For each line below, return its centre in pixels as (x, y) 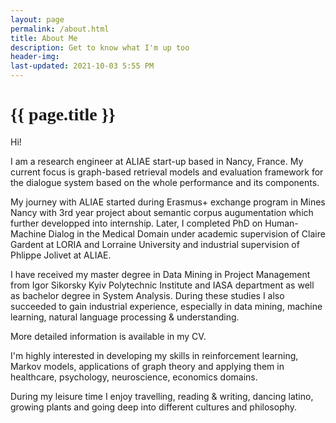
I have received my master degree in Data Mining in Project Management (160, 274)
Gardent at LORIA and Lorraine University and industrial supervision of (155, 244)
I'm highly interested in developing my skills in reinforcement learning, (154, 355)
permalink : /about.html (60, 29)
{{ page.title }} (63, 114)
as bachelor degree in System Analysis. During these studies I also (147, 295)
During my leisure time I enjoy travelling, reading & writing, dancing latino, (162, 396)
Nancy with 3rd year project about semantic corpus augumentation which (162, 212)
